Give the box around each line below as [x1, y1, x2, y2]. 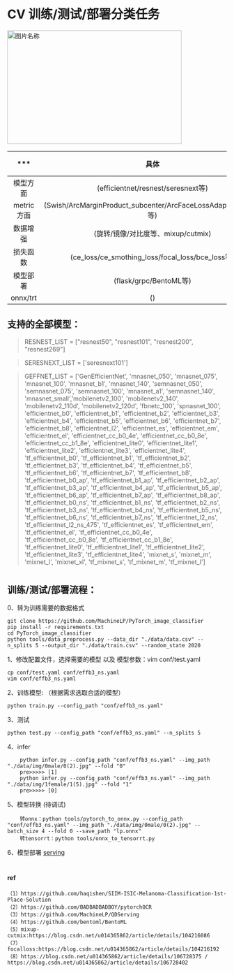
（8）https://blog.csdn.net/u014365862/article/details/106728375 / [7, 953, 208, 960]
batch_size [7, 828, 39, 835]
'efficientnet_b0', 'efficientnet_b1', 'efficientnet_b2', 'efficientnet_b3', [24, 409, 221, 417]
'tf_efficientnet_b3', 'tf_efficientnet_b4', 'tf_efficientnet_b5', [24, 461, 193, 469]
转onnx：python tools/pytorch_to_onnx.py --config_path [19, 816, 183, 823]
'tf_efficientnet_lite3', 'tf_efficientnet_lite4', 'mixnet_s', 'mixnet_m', [24, 550, 212, 558]
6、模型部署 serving [7, 849, 65, 857]
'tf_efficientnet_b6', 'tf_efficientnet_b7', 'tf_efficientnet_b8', [24, 468, 193, 477]
